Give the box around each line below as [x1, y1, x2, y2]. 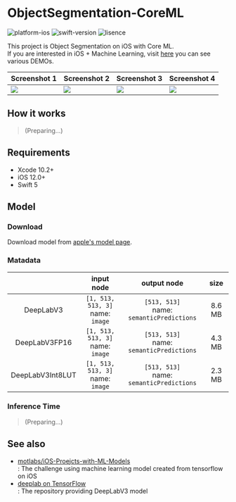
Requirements [7, 146, 70, 159]
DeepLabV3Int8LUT [11, 370, 77, 379]
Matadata [7, 256, 41, 265]
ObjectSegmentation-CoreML [7, 5, 184, 21]
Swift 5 [17, 180, 39, 189]
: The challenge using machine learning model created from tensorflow [17, 464, 223, 472]
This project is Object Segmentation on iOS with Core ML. [7, 42, 174, 50]
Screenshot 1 [11, 73, 58, 83]
